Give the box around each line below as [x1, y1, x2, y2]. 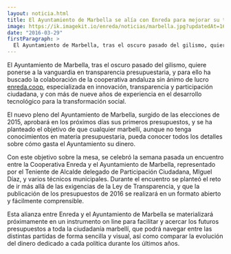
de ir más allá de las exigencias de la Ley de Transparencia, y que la [7, 183, 200, 190]
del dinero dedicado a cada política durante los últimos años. [7, 240, 180, 247]
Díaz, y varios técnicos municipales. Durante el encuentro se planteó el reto [7, 175, 221, 183]
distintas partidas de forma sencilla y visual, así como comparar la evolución [7, 232, 223, 240]
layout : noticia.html [7, 10, 69, 17]
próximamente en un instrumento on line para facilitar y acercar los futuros [7, 218, 219, 225]
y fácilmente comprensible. [7, 197, 85, 205]
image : [7, 23, 26, 30]
